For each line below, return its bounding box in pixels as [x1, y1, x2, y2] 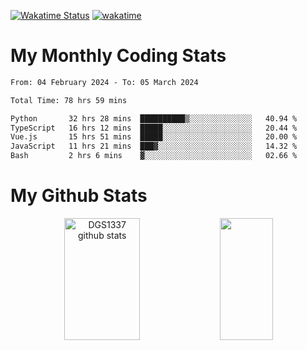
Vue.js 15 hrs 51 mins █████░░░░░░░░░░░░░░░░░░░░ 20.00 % [10, 132, 298, 142]
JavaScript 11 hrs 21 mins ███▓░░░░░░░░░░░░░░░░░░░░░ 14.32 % [10, 141, 298, 152]
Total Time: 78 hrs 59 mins [10, 95, 128, 105]
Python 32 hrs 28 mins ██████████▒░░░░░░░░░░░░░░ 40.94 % [10, 113, 298, 124]
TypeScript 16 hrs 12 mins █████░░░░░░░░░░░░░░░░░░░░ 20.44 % [10, 123, 298, 133]
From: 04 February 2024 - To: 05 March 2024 [10, 77, 199, 87]
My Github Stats [10, 185, 148, 207]
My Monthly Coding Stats [10, 45, 227, 67]
